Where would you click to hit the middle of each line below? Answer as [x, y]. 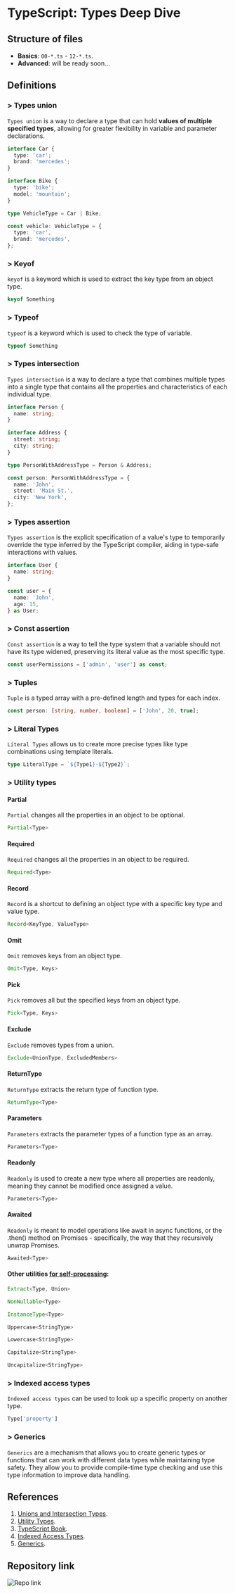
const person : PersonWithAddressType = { [69, 478]
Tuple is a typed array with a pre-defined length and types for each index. [114, 698]
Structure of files [45, 39]
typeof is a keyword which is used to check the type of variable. [100, 333]
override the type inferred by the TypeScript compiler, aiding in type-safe [113, 545]
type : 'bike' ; [34, 188]
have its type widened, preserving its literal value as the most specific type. [116, 651]
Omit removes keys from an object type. [65, 956]
